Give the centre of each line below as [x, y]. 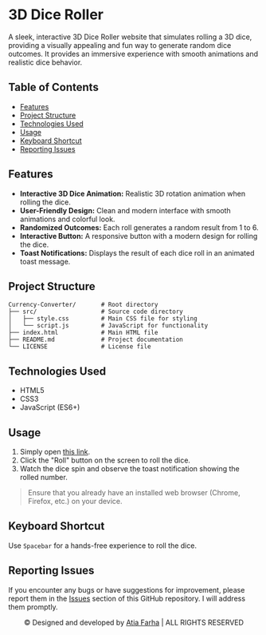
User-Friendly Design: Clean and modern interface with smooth [125, 210]
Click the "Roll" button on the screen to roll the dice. [105, 460]
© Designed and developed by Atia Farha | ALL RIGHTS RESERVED [134, 622]
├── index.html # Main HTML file [83, 333]
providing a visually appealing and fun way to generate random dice [120, 45]
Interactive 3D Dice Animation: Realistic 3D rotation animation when [132, 193]
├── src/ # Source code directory [96, 312]
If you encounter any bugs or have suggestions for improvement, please [127, 589]
